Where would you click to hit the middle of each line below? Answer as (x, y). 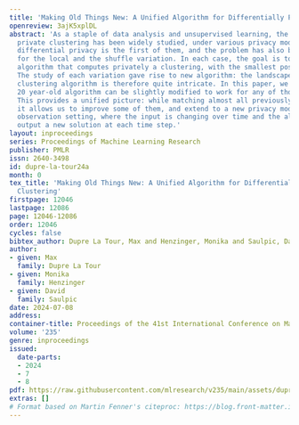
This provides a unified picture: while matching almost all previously (155, 100)
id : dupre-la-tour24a (49, 167)
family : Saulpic (47, 299)
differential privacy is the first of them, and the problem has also (151, 51)
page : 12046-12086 (43, 216)
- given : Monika (39, 274)
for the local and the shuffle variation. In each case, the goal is (149, 59)
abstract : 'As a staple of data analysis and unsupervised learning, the (149, 34)
